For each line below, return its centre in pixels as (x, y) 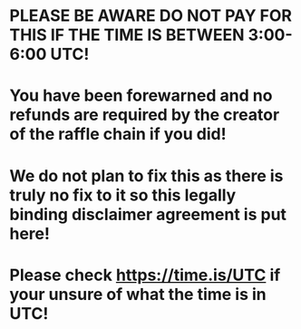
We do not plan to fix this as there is (146, 175)
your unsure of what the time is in (138, 294)
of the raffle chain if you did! (118, 135)
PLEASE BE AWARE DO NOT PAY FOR (151, 16)
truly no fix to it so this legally (123, 195)
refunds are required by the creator (145, 115)
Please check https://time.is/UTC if (145, 275)
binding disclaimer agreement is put (148, 214)
